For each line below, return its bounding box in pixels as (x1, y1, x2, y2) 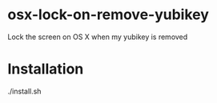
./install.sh (7, 86, 42, 96)
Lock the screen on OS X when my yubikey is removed (7, 32, 188, 42)
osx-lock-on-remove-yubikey (7, 6, 210, 24)
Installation (7, 60, 84, 78)
